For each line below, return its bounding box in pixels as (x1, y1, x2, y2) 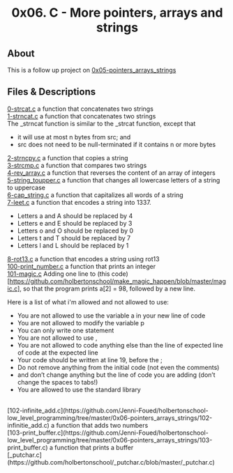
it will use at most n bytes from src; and (17, 132, 131, 141)
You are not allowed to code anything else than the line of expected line (17, 341, 223, 349)
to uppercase (7, 183, 45, 192)
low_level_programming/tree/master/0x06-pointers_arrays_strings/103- (7, 435, 213, 444)
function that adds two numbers (56, 421, 149, 429)
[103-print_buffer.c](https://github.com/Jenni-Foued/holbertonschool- (7, 428, 209, 437)
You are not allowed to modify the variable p (17, 318, 144, 327)
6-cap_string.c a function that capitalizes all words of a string (7, 190, 183, 199)
